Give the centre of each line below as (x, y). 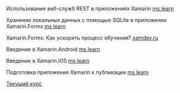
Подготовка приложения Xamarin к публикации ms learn (78, 72)
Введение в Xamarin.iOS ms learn (48, 61)
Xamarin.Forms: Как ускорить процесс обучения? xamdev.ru (82, 38)
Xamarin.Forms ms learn (36, 26)
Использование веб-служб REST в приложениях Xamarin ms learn (90, 9)
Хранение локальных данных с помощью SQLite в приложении (86, 20)
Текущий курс (24, 84)
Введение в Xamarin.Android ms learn (53, 49)
